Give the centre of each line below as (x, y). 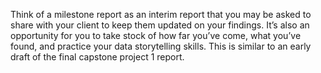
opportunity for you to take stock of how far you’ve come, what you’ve (156, 35)
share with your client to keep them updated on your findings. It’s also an (160, 25)
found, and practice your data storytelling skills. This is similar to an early (161, 46)
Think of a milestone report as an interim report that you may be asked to (161, 14)
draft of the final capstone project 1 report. (97, 57)
